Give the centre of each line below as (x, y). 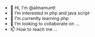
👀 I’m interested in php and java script (50, 13)
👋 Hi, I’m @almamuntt (33, 8)
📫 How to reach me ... (34, 29)
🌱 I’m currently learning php (39, 18)
